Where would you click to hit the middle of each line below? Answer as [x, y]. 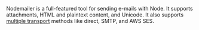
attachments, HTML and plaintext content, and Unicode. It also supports [95, 15]
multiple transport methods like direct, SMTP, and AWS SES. [80, 21]
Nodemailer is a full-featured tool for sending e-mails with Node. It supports [99, 9]
